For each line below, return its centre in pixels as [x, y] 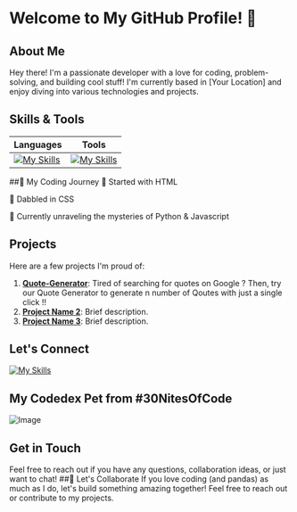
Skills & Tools [47, 120]
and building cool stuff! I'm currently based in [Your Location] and [161, 82]
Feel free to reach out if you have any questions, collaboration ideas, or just [148, 470]
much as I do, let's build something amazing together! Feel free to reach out [148, 489]
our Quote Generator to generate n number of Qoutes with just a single [152, 293]
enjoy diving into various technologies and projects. [104, 91]
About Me [37, 51]
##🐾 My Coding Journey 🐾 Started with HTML [94, 181]
